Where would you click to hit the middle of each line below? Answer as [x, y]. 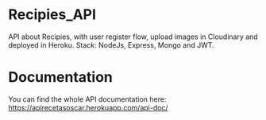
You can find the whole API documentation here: [87, 99]
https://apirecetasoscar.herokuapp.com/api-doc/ [88, 107]
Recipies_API [52, 15]
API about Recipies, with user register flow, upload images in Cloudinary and [133, 37]
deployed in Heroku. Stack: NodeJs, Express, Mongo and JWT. [111, 45]
